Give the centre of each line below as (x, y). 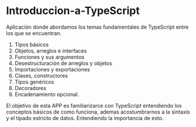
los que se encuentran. (34, 33)
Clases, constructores (41, 75)
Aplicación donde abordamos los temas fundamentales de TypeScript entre (97, 27)
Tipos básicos (31, 44)
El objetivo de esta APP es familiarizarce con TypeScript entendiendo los (94, 105)
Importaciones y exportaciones (52, 69)
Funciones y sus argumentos (50, 57)
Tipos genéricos (34, 82)
